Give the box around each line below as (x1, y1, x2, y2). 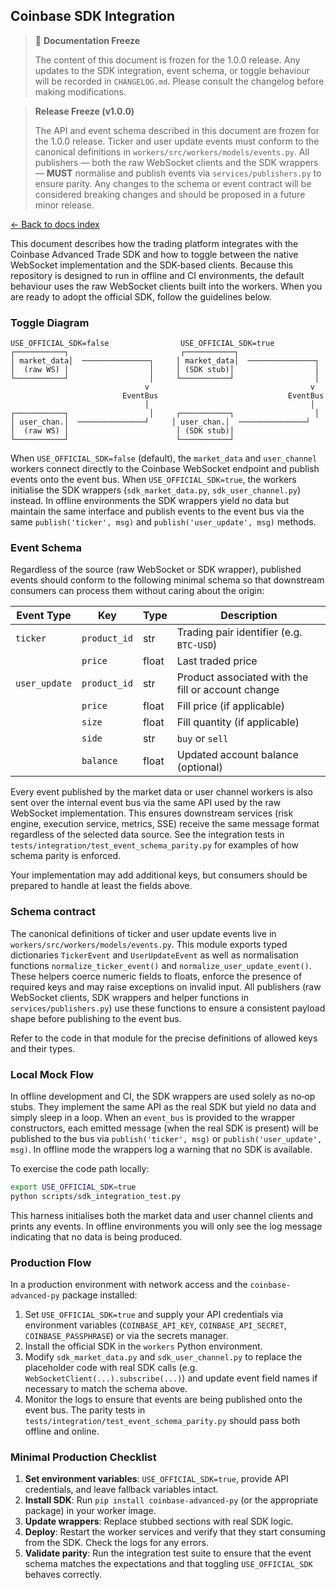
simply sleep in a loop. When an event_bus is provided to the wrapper (10, 1112, 296, 1123)
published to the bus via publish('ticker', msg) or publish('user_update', (10, 1133, 323, 1144)
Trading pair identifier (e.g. (176, 625, 303, 639)
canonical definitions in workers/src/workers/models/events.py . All (34, 145, 310, 158)
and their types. (10, 1042, 76, 1054)
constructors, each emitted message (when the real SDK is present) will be (10, 1122, 319, 1134)
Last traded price (176, 654, 258, 668)
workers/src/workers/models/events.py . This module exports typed (10, 938, 288, 950)
